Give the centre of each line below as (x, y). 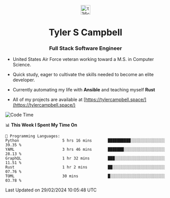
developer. (24, 80)
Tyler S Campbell (86, 32)
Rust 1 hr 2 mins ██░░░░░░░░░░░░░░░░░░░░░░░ (85, 168)
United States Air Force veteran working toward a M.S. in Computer (83, 59)
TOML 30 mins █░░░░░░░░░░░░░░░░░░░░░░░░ (85, 176)
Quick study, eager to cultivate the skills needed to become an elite (83, 75)
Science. (22, 65)
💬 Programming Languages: (33, 136)
